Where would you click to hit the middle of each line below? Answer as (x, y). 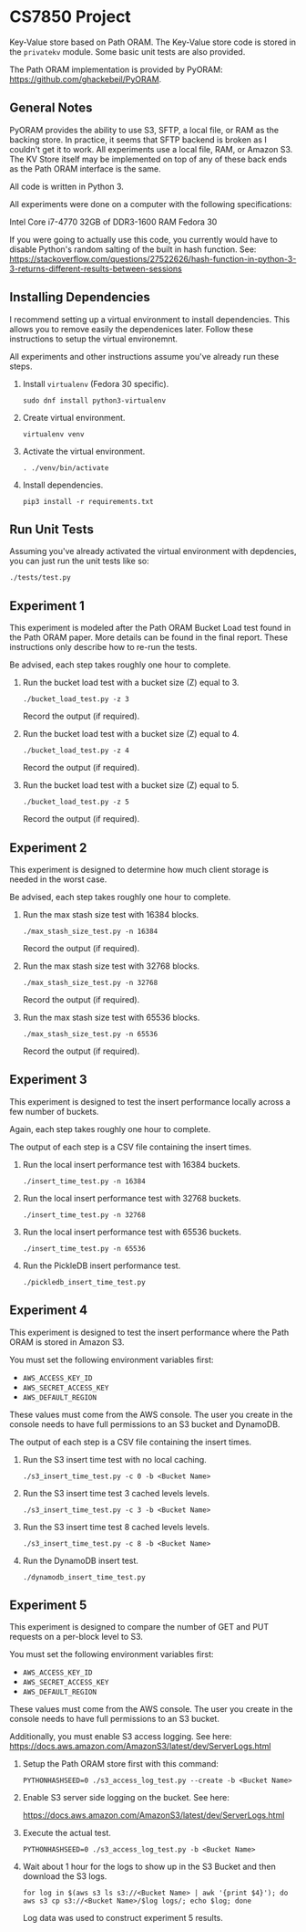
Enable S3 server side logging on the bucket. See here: (126, 1798)
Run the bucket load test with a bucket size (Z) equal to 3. (131, 683)
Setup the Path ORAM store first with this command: (120, 1764)
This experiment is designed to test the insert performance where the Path (149, 1332)
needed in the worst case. (58, 879)
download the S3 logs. (65, 1876)
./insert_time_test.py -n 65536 (84, 1248)
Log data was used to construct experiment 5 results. (122, 1918)
